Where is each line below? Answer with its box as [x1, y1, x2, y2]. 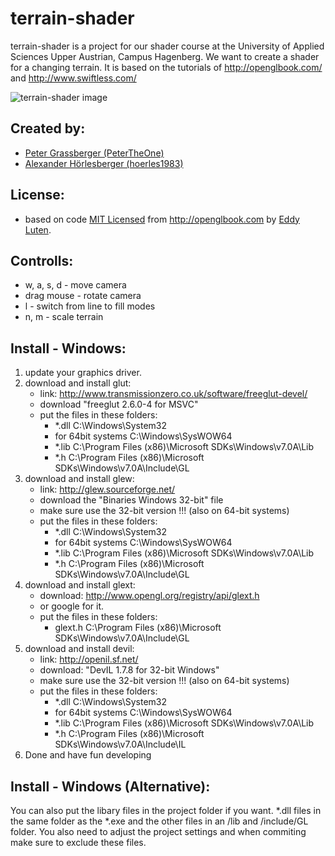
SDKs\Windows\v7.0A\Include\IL [54, 738, 187, 751]
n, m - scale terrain [24, 311, 104, 323]
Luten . [24, 223, 52, 236]
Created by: [10, 120, 86, 137]
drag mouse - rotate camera [24, 290, 142, 302]
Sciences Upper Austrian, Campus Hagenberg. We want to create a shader [10, 50, 320, 62]
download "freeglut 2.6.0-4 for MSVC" [39, 398, 199, 411]
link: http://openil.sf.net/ [39, 653, 139, 666]
